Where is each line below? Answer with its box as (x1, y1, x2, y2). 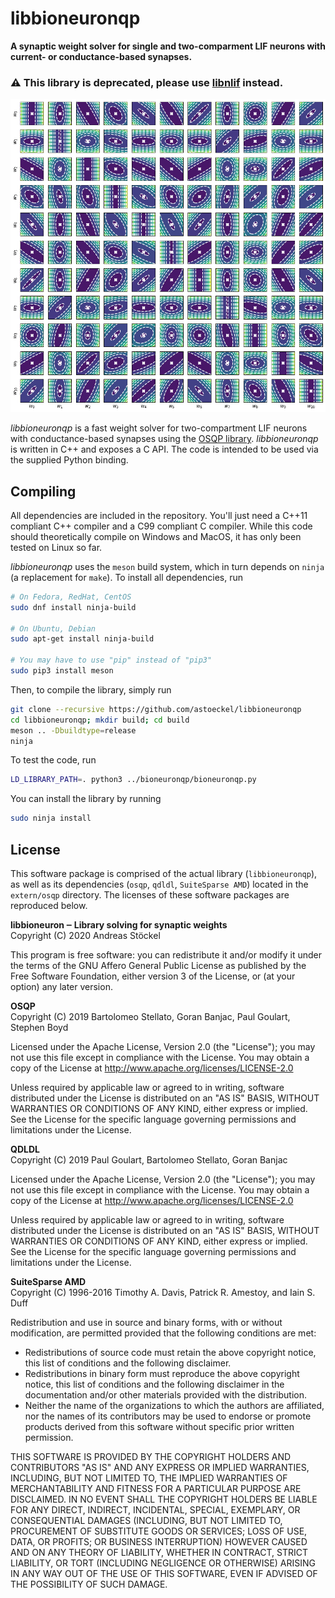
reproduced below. (10, 899, 88, 911)
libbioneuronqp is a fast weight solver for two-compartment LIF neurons (10, 422, 308, 434)
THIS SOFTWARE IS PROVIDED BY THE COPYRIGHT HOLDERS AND (10, 1450, 292, 1462)
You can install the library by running (10, 793, 162, 805)
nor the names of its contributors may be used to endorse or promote (24, 1410, 312, 1422)
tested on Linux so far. (10, 541, 103, 553)
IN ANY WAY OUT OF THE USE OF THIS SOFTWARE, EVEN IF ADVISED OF (10, 1567, 318, 1579)
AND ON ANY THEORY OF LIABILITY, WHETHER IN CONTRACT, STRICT (10, 1546, 309, 1558)
